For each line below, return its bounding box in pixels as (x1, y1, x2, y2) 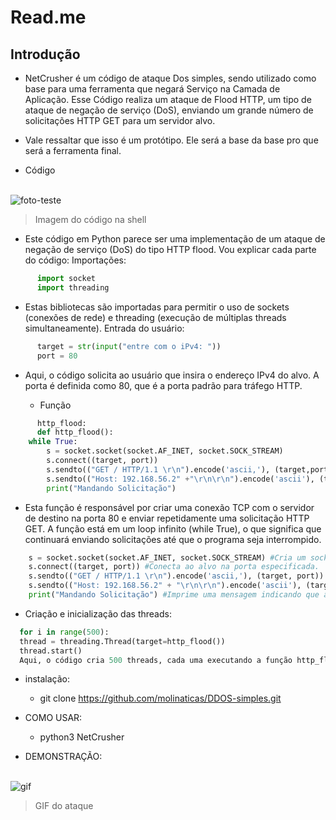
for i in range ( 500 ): (19, 627, 110, 637)
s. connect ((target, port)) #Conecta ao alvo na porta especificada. (28, 562, 320, 572)
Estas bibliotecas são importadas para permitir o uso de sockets (24, 301, 290, 313)
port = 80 (36, 351, 78, 361)
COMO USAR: (24, 712, 83, 724)
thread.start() (19, 646, 83, 656)
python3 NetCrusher (39, 731, 125, 743)
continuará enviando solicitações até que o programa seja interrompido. (24, 533, 322, 545)
